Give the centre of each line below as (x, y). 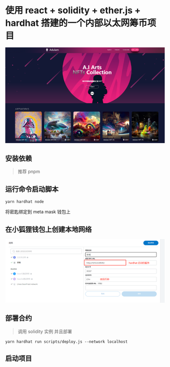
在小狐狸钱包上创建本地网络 (49, 229)
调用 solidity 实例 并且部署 (45, 331)
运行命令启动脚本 (32, 189)
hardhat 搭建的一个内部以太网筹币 (76, 23)
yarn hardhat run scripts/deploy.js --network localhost (67, 342)
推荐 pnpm (29, 172)
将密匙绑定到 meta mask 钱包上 (38, 212)
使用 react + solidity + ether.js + (73, 10)
